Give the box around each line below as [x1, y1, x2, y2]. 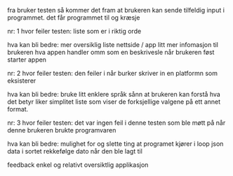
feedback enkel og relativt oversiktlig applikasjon [7, 161, 149, 169]
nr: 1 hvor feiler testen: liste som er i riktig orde [7, 27, 142, 35]
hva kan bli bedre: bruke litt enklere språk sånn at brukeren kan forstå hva [7, 90, 221, 98]
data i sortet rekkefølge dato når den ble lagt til [7, 147, 142, 155]
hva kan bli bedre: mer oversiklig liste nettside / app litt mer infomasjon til [7, 41, 219, 48]
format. [7, 105, 29, 113]
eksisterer [7, 76, 36, 85]
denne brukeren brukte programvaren [7, 126, 116, 134]
